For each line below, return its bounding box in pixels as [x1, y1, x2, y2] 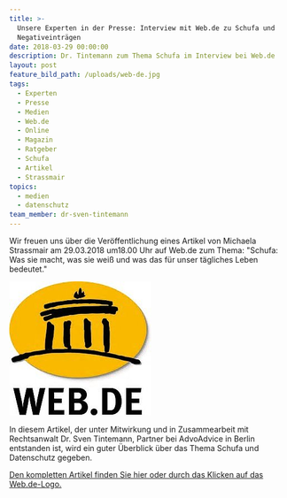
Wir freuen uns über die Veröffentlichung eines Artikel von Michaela [9, 235, 257, 246]
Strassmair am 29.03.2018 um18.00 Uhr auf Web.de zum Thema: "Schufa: [9, 245, 279, 256]
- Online [17, 126, 50, 135]
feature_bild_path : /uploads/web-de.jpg [9, 71, 161, 80]
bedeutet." [9, 264, 48, 274]
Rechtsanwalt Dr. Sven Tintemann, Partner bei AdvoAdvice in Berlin [9, 433, 255, 444]
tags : [9, 80, 29, 88]
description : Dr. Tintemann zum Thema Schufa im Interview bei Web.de [9, 51, 275, 61]
